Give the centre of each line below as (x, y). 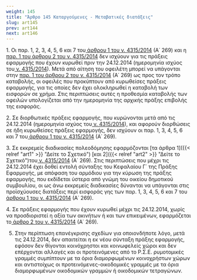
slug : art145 (22, 22)
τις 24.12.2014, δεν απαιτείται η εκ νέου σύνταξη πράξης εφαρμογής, (99, 239)
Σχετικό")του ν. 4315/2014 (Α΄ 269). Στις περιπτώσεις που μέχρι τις (88, 161)
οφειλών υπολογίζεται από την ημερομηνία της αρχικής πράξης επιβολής (97, 100)
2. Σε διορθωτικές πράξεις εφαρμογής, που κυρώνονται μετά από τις (91, 118)
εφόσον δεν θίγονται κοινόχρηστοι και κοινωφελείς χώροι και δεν (96, 246)
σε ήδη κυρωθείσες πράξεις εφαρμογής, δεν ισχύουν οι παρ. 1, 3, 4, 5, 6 (94, 131)
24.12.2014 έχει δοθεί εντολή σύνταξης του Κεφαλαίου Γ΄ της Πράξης (92, 167)
